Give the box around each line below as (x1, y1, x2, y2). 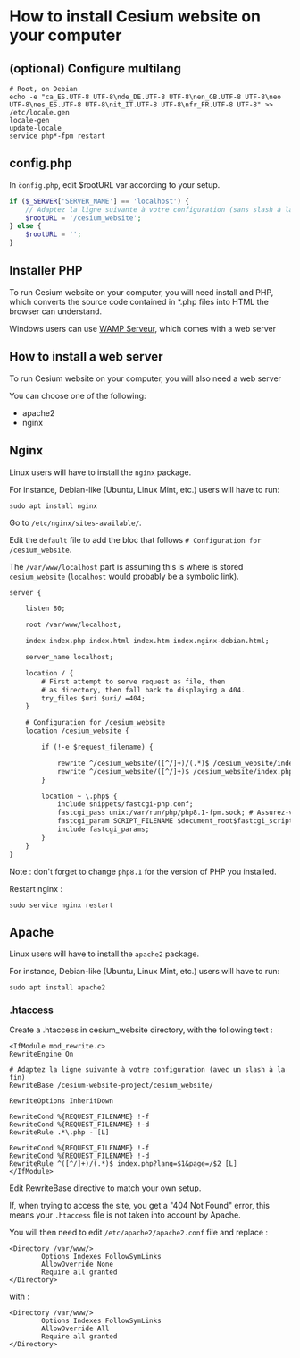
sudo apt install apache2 (9, 983, 105, 992)
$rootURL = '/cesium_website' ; (25, 213, 142, 223)
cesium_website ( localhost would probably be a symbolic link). (9, 571, 239, 581)
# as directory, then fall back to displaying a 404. (41, 685, 246, 694)
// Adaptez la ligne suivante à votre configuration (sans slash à (25, 205, 281, 214)
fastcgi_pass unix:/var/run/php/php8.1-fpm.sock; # (56, 808, 254, 818)
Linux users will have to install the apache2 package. (9, 948, 200, 959)
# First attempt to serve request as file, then (41, 677, 226, 686)
